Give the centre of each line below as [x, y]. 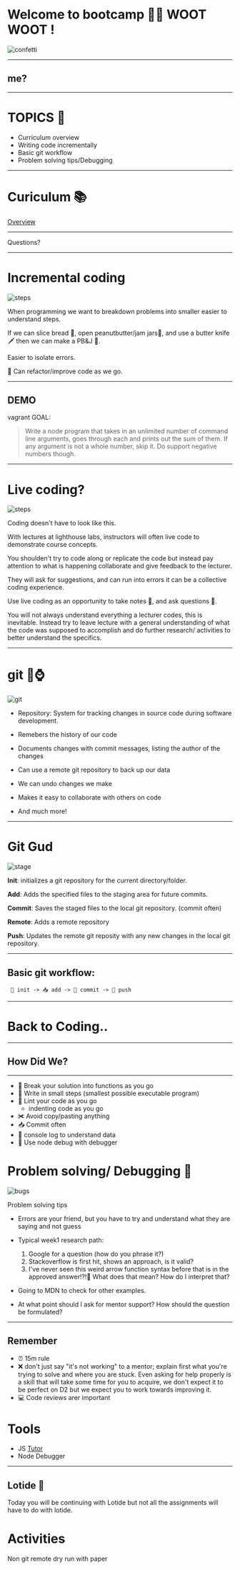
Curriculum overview [49, 137]
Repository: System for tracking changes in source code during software [125, 713]
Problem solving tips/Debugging [65, 160]
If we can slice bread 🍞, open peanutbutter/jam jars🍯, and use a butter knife [119, 333]
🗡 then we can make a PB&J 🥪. [54, 341]
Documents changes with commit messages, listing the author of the [119, 748]
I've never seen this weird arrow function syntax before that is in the [129, 1269]
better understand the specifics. [55, 638]
